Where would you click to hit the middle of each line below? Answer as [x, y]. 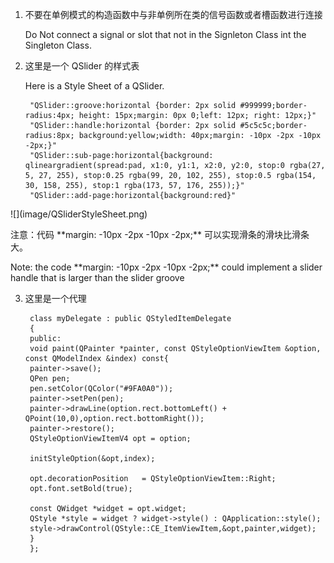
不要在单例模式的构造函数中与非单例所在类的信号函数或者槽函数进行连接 [173, 14]
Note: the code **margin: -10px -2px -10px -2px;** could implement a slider [166, 267]
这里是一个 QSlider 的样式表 [82, 66]
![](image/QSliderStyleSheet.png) [79, 214]
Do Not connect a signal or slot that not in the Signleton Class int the [165, 34]
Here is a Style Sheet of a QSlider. [94, 86]
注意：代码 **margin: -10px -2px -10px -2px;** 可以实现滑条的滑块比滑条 [160, 234]
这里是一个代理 [55, 298]
